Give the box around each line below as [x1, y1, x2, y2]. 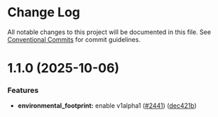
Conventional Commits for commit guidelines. [7, 35, 141, 43]
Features [7, 86, 39, 96]
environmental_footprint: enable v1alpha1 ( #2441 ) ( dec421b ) [17, 101, 197, 110]
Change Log [7, 4, 80, 21]
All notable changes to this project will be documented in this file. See [7, 28, 212, 36]
